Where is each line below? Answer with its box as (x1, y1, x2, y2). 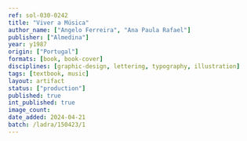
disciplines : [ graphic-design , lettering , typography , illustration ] (8, 63, 241, 70)
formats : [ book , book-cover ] (8, 56, 104, 63)
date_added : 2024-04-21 (8, 114, 86, 121)
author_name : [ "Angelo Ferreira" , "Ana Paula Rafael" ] (8, 26, 191, 34)
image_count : (8, 107, 51, 114)
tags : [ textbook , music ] (8, 70, 89, 78)
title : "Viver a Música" (8, 19, 89, 27)
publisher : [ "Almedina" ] (8, 33, 89, 42)
